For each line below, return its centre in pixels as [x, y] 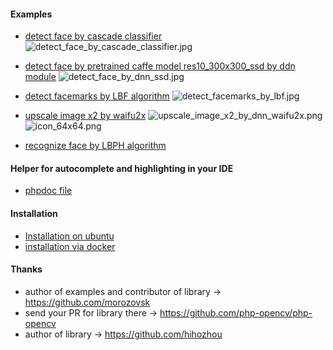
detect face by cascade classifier [93, 36]
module [40, 77]
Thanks [26, 269]
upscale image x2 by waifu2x [85, 116]
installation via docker [70, 246]
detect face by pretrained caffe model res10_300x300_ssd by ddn [160, 66]
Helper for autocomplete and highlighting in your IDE [122, 168]
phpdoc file [48, 191]
